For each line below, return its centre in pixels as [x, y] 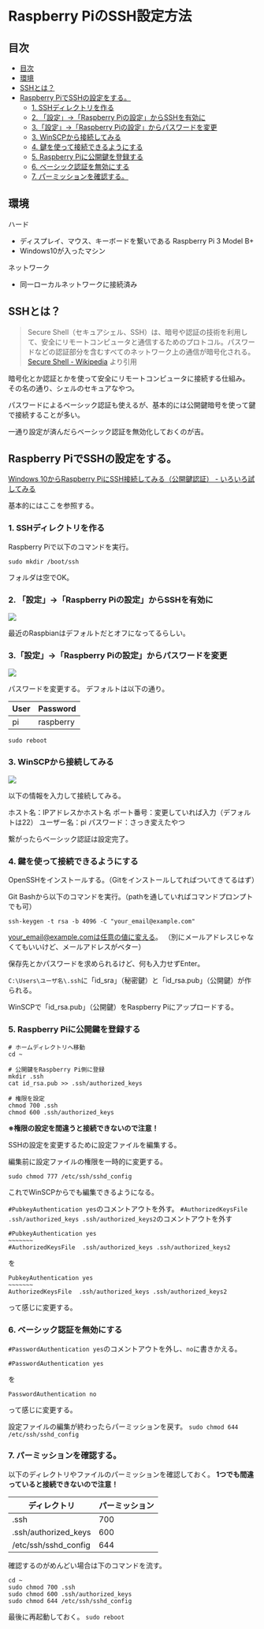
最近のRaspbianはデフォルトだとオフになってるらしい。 [99, 633]
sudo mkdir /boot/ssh [44, 562]
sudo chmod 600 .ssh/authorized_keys [70, 1594]
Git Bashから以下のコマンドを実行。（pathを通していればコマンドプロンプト [131, 896]
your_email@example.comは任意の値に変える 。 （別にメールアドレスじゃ [128, 937]
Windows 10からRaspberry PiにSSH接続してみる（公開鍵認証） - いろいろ [128, 479]
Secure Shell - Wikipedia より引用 [82, 361]
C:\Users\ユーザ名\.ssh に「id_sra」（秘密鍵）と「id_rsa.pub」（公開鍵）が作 [130, 980]
